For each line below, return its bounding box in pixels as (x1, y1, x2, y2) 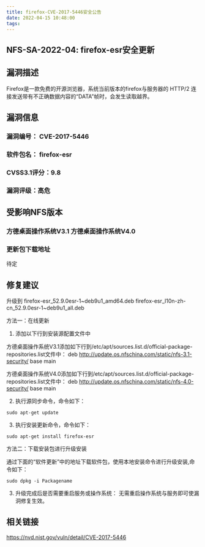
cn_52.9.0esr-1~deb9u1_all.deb (6, 305, 84, 312)
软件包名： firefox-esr (6, 150, 72, 158)
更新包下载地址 (6, 245, 51, 254)
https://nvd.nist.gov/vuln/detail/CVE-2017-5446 (6, 533, 127, 541)
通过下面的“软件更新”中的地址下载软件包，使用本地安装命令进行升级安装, (6, 458, 190, 465)
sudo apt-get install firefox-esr (6, 433, 95, 440)
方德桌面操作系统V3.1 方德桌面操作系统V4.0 (6, 227, 136, 235)
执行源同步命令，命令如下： (15, 397, 86, 405)
